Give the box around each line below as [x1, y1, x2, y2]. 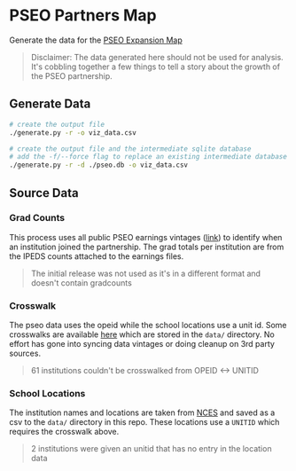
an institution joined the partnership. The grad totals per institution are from [9, 241, 284, 252]
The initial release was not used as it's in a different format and [30, 268, 261, 279]
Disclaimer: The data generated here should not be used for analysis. [30, 51, 284, 62]
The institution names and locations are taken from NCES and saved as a [9, 407, 276, 418]
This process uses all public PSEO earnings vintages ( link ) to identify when [9, 232, 283, 242]
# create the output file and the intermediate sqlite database [9, 144, 252, 153]
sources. [9, 348, 42, 359]
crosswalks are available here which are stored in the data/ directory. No [9, 329, 275, 340]
